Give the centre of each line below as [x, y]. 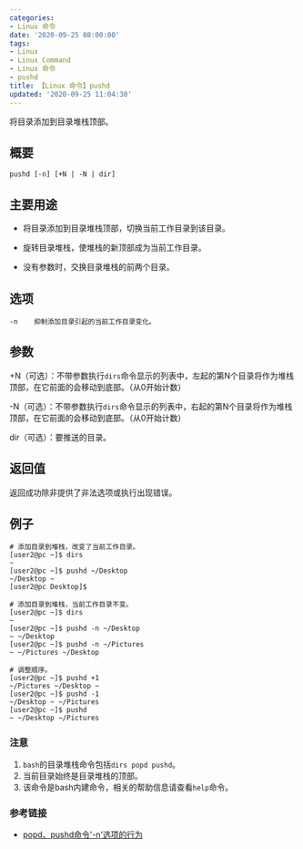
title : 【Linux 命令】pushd [60, 86]
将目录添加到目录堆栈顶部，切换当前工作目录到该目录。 [126, 228]
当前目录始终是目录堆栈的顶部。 [82, 775]
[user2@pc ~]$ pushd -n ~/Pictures [77, 645]
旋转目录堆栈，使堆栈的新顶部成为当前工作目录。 [114, 248]
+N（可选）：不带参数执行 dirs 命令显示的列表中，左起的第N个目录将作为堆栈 [151, 376]
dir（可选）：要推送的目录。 [61, 437]
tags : [20, 43]
